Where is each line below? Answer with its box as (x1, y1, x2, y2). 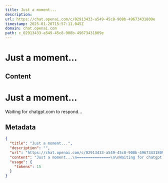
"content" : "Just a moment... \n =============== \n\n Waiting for (9, 154, 144, 160)
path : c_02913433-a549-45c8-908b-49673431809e (5, 30, 104, 35)
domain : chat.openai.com (5, 26, 57, 31)
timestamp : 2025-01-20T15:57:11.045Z (5, 21, 84, 26)
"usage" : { (9, 159, 32, 164)
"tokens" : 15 (14, 164, 41, 169)
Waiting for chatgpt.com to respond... (5, 108, 82, 114)
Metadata (5, 123, 36, 131)
